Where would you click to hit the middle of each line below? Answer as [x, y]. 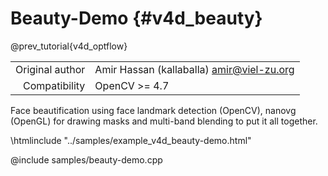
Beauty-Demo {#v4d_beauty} [136, 18]
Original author [50, 69]
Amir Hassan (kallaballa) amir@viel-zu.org [194, 69]
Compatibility [54, 85]
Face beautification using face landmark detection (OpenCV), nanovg [153, 110]
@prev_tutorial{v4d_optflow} [69, 46]
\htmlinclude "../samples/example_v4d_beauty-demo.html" [131, 140]
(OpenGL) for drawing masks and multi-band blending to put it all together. [164, 121]
